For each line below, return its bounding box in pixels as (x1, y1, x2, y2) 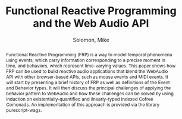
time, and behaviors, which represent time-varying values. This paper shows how (5, 62, 176, 69)
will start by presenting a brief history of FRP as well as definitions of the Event (5, 79, 170, 85)
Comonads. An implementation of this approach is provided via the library (5, 101, 159, 108)
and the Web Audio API (33, 17, 149, 30)
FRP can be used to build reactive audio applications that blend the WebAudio (5, 68, 168, 75)
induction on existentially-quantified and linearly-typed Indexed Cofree (5, 96, 153, 102)
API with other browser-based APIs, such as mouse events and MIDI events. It (5, 73, 168, 80)
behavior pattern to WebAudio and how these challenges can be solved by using (5, 90, 174, 97)
